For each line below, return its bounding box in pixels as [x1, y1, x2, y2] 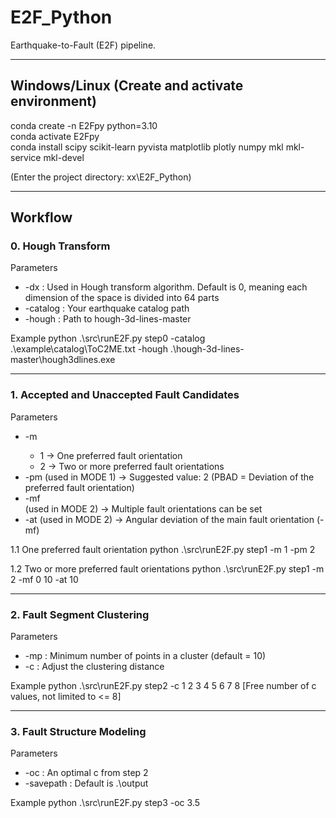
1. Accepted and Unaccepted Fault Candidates [10, 388, 240, 402]
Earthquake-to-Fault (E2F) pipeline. [10, 39, 157, 51]
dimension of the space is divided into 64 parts [24, 292, 220, 304]
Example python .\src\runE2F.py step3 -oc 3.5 [10, 797, 201, 809]
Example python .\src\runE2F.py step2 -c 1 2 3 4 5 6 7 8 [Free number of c [10, 680, 317, 692]
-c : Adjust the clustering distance [24, 661, 165, 673]
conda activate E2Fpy [10, 130, 100, 142]
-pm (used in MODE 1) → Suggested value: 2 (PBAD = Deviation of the [24, 471, 315, 483]
